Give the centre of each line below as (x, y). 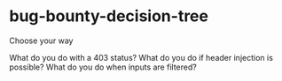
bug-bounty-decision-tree (109, 16)
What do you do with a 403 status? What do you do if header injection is (141, 57)
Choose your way (41, 40)
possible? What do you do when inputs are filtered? (103, 67)
